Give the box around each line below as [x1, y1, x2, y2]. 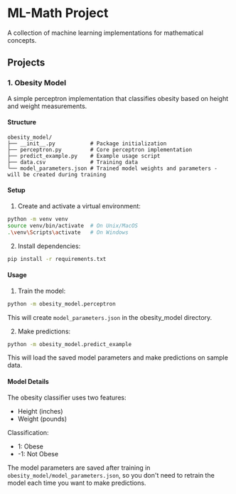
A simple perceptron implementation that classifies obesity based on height [7, 94, 229, 102]
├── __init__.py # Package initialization [7, 140, 167, 147]
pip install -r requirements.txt [7, 255, 107, 262]
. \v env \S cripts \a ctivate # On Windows [7, 229, 129, 236]
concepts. [7, 36, 37, 44]
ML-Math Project [7, 5, 109, 21]
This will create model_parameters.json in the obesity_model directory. [7, 313, 213, 321]
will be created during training [7, 171, 107, 178]
